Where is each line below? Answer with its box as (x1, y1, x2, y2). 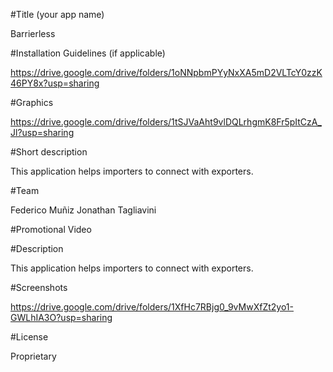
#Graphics (10, 97, 54, 108)
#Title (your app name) (10, 9, 105, 20)
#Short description (10, 146, 88, 158)
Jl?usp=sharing (10, 127, 75, 138)
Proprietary (10, 350, 57, 362)
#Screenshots (10, 282, 68, 293)
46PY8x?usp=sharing (10, 77, 100, 89)
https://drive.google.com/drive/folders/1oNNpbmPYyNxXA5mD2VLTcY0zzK (10, 67, 323, 78)
